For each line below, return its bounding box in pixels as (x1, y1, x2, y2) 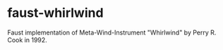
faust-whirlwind (7, 5, 104, 21)
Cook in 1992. (7, 35, 47, 44)
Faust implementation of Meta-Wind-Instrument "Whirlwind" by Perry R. (7, 28, 217, 37)
